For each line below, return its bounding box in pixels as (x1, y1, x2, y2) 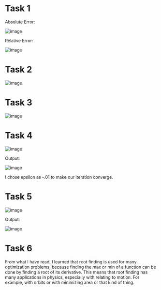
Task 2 (5, 64, 32, 75)
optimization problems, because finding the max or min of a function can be (5, 264, 156, 270)
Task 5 (5, 191, 32, 202)
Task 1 (5, 3, 30, 14)
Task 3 (5, 97, 32, 108)
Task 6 (5, 243, 32, 254)
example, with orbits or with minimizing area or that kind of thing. (5, 279, 134, 285)
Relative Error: (5, 37, 33, 44)
